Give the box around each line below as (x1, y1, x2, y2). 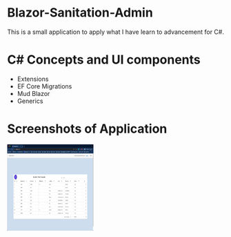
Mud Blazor (17, 89, 50, 97)
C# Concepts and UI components (7, 52, 201, 68)
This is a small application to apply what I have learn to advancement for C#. (7, 28, 224, 36)
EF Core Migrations (17, 82, 72, 91)
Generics (17, 97, 43, 105)
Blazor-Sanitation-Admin (7, 5, 153, 21)
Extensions (17, 75, 49, 83)
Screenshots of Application (7, 121, 168, 137)
